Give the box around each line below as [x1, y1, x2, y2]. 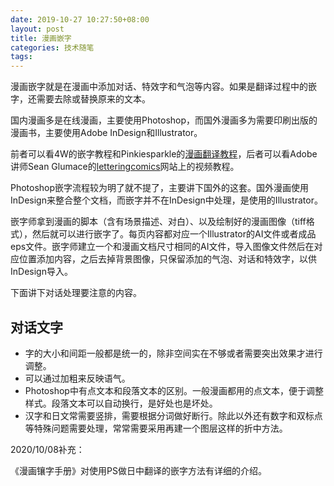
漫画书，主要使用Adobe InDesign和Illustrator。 [10, 127, 203, 139]
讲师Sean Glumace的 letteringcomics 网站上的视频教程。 [10, 161, 240, 173]
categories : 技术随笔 [10, 42, 95, 53]
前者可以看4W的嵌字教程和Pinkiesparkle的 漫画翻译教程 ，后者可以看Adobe [10, 148, 318, 160]
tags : [10, 52, 33, 62]
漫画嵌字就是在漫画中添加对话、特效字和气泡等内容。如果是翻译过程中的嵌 [10, 81, 317, 93]
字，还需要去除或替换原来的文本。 [10, 93, 151, 105]
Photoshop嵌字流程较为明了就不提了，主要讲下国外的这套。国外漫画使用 [10, 182, 310, 194]
